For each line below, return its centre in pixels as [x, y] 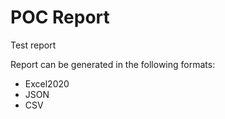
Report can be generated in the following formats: [113, 64]
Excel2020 [47, 83]
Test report [33, 45]
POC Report [60, 17]
